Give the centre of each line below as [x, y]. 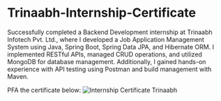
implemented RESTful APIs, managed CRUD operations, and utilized [105, 54]
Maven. [18, 76]
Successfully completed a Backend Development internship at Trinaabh [110, 32]
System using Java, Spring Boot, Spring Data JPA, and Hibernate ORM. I [111, 47]
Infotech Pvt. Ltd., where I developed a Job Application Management [106, 39]
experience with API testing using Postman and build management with [109, 69]
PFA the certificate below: [44, 90]
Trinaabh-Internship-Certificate [102, 13]
